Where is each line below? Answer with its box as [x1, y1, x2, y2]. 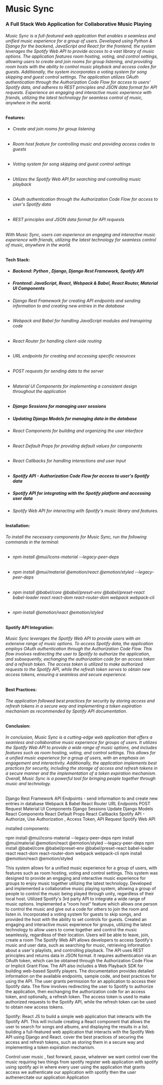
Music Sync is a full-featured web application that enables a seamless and [5, 32, 156, 38]
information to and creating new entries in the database [12, 303, 125, 308]
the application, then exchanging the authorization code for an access [5, 988, 146, 995]
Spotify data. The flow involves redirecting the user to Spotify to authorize [5, 984, 153, 989]
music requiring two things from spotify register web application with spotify [5, 1059, 158, 1065]
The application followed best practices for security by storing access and [5, 697, 155, 704]
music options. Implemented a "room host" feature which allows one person [5, 901, 158, 907]
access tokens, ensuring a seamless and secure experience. [5, 672, 127, 678]
